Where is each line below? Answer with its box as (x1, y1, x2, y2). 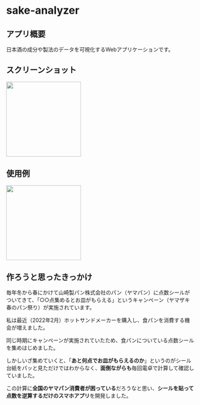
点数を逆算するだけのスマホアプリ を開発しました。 (6, 392, 132, 400)
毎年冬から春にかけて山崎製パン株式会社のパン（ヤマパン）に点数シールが (6, 289, 190, 296)
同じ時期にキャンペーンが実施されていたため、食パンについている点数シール (6, 337, 195, 344)
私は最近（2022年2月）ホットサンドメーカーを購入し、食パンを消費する (6, 316, 185, 324)
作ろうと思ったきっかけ (6, 272, 93, 282)
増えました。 (16, 324, 48, 331)
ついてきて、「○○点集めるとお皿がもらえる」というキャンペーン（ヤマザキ (6, 297, 190, 304)
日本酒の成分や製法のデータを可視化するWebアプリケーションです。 (6, 46, 174, 53)
